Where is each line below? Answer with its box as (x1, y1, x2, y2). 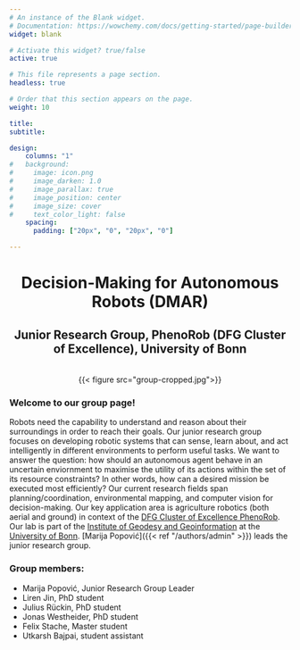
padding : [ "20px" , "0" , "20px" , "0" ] (32, 227, 174, 236)
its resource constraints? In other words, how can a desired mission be (9, 474, 270, 485)
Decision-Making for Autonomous (21, 273, 279, 293)
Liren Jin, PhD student (21, 592, 104, 603)
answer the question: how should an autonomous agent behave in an (9, 454, 263, 465)
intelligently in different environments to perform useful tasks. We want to (9, 446, 279, 456)
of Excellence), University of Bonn (53, 341, 247, 356)
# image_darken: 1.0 (9, 177, 102, 186)
